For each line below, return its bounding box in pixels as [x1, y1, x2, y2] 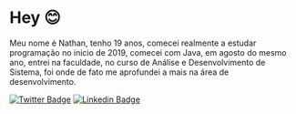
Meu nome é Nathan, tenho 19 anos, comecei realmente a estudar [9, 37, 257, 48]
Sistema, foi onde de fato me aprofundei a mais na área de [9, 67, 230, 78]
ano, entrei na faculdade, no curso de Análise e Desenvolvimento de [9, 57, 266, 67]
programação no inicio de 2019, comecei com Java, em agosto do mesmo [9, 47, 287, 57]
